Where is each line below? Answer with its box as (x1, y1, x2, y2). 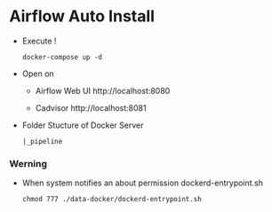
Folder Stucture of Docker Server (21, 120, 144, 130)
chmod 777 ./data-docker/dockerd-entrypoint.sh (21, 195, 202, 204)
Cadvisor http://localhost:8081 (35, 102, 147, 113)
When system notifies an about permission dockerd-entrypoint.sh (21, 177, 264, 188)
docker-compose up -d (21, 52, 102, 61)
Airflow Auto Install (9, 6, 156, 27)
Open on (21, 68, 55, 79)
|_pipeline (21, 137, 63, 145)
